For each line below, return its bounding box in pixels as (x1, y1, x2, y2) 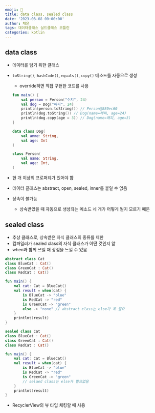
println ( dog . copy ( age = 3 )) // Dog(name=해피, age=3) (21, 116, 131, 120)
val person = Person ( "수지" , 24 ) (21, 97, 87, 102)
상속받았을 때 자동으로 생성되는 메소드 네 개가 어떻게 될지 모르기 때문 (19, 206, 150, 212)
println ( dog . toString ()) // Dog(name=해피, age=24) (21, 111, 127, 116)
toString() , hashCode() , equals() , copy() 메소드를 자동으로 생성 (12, 72, 137, 78)
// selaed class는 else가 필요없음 (22, 379, 89, 384)
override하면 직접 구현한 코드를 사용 (19, 83, 89, 88)
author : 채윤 (5, 21, 30, 26)
